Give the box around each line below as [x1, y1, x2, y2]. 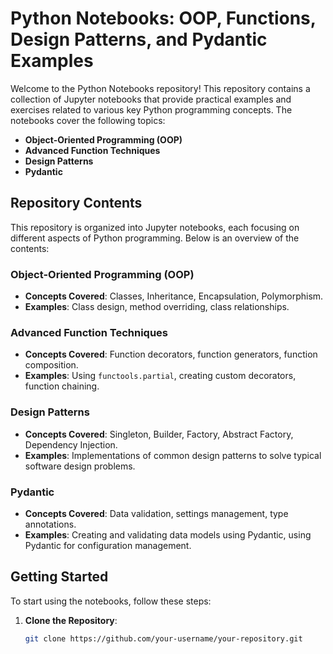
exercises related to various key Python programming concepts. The [10, 103, 293, 116]
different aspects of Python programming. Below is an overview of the [10, 232, 300, 244]
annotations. [24, 518, 77, 530]
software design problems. [24, 460, 136, 472]
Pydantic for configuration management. [24, 539, 192, 551]
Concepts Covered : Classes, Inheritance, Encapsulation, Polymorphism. [24, 290, 324, 302]
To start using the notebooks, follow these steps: [10, 595, 212, 607]
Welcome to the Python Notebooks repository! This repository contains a [10, 82, 311, 94]
